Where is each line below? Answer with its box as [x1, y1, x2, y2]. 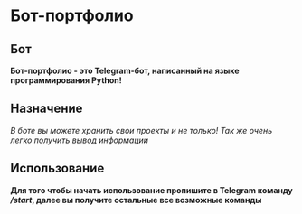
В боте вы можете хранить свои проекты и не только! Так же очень [10, 125, 273, 135]
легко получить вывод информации [10, 135, 148, 145]
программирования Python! [10, 75, 123, 86]
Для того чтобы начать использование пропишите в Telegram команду [10, 184, 293, 195]
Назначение [10, 101, 83, 116]
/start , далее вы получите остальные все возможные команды [10, 194, 262, 205]
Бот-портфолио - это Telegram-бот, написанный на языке [10, 65, 240, 76]
